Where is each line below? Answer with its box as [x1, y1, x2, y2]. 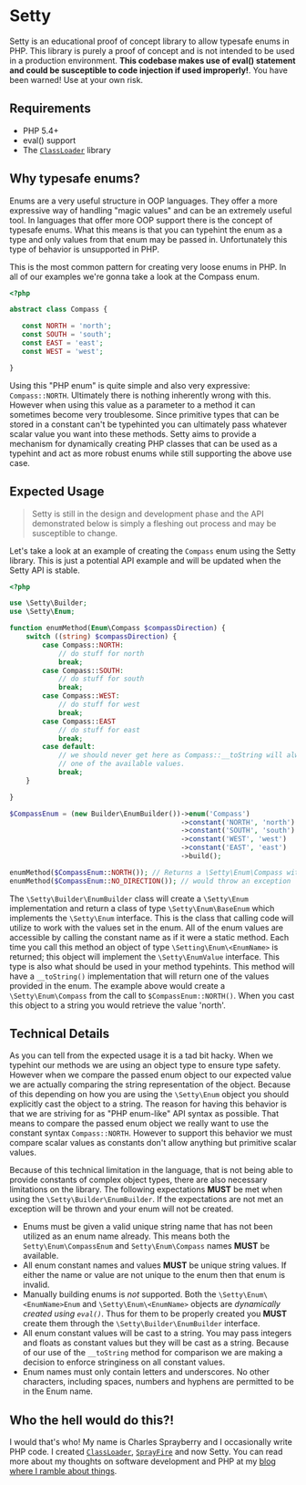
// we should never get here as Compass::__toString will [57, 751, 283, 760]
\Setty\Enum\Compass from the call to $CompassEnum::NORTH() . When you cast [9, 990, 295, 1001]
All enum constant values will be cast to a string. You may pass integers [22, 1328, 292, 1339]
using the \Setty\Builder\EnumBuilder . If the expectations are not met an [9, 1194, 284, 1205]
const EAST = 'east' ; [21, 338, 104, 348]
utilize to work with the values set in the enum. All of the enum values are [9, 922, 284, 933]
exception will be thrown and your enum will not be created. [9, 1203, 234, 1214]
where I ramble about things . [9, 1466, 117, 1477]
